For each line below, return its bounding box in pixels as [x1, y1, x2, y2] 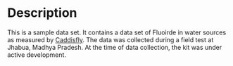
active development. [7, 51, 67, 59]
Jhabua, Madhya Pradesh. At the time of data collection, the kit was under [7, 43, 222, 51]
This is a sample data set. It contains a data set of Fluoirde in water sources [7, 28, 227, 37]
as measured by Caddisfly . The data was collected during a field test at [7, 35, 214, 44]
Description [7, 5, 77, 21]
